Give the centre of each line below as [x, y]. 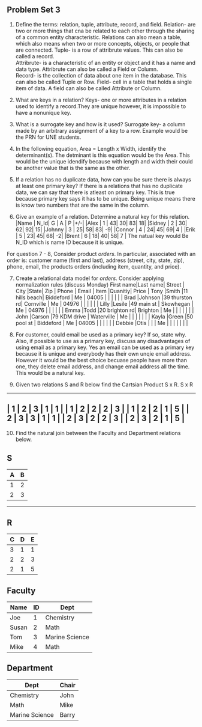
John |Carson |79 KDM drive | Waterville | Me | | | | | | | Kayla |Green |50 [104, 316]
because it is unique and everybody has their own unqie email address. [103, 353]
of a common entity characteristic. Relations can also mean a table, [99, 37]
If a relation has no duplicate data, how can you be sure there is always [103, 179]
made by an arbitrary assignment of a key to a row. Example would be [102, 130]
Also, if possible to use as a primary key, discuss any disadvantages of [103, 341]
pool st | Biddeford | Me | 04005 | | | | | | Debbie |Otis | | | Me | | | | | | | [102, 323]
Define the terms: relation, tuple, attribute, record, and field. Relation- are [105, 24]
